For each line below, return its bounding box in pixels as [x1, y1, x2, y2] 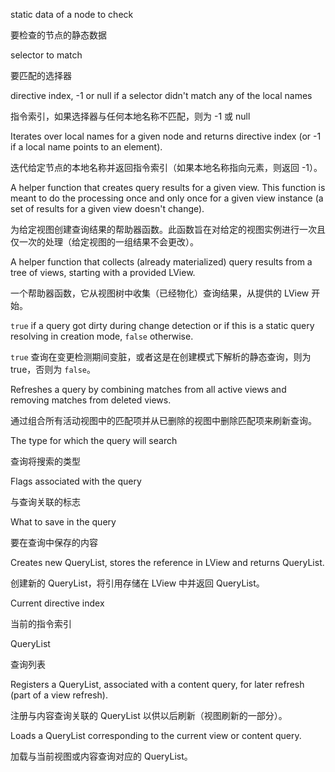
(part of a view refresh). [10, 689, 108, 701]
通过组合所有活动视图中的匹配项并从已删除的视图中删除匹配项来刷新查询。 [10, 415, 317, 426]
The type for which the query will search [10, 435, 178, 446]
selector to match [10, 49, 83, 61]
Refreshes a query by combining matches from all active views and [10, 384, 287, 395]
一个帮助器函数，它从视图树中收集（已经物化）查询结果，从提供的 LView [10, 287, 310, 299]
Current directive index [10, 597, 105, 609]
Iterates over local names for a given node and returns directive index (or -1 [10, 130, 322, 142]
